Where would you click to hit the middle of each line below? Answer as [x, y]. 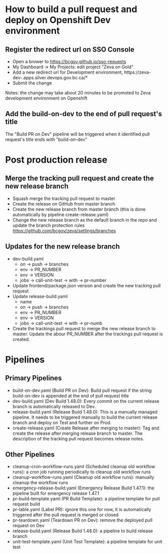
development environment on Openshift [46, 98]
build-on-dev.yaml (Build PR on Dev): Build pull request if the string [82, 390]
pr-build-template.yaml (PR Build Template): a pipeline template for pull [86, 499]
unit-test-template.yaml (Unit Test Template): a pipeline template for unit [87, 542]
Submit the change [32, 83]
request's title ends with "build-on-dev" [46, 139]
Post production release [56, 160]
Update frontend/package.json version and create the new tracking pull [87, 285]
